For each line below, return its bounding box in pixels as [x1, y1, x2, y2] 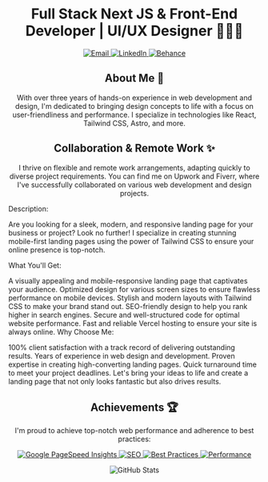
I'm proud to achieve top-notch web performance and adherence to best [14, 426, 254, 436]
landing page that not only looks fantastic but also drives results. [8, 376, 222, 386]
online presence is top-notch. [8, 245, 106, 255]
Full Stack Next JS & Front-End [30, 5, 238, 23]
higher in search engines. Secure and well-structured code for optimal [8, 310, 240, 319]
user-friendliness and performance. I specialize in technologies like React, [12, 110, 257, 119]
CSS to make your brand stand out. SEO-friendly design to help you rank [8, 301, 248, 311]
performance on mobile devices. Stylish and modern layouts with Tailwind [8, 293, 252, 303]
